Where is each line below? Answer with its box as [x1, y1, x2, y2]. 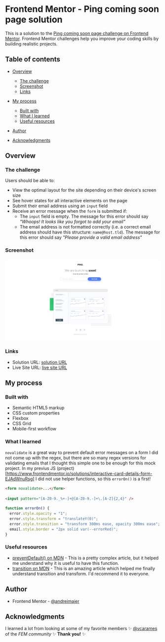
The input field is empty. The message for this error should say [19, 214, 149, 220]
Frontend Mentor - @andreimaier [12, 598, 80, 604]
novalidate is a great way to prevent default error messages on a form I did [5, 449, 158, 456]
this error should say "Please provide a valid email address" [19, 234, 142, 240]
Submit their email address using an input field [12, 203, 108, 209]
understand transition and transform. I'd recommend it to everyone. [12, 570, 150, 577]
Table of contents [5, 55, 60, 64]
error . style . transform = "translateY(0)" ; [9, 516, 98, 521]
